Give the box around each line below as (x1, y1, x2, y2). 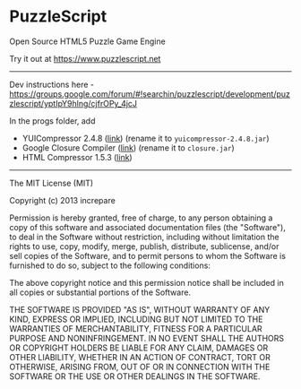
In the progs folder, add (9, 115, 96, 126)
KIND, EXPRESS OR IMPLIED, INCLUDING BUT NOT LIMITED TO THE (9, 314, 263, 324)
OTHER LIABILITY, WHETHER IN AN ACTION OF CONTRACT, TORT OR (9, 351, 271, 362)
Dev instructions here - (9, 79, 94, 90)
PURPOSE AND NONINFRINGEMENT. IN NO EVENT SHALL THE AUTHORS (9, 333, 285, 343)
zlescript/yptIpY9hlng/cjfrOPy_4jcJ (9, 98, 137, 108)
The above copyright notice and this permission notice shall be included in (9, 277, 284, 288)
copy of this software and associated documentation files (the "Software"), (9, 221, 287, 232)
